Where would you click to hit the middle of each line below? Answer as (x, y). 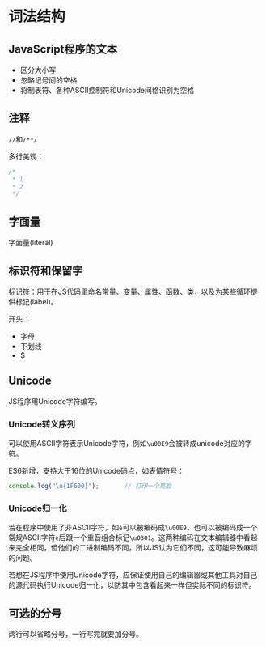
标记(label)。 (36, 301)
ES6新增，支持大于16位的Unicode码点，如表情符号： (96, 471)
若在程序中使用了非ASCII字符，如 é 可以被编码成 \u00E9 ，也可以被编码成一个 (133, 528)
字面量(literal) (31, 243)
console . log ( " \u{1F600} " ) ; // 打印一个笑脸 (90, 487)
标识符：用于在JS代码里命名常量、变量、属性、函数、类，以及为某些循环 (129, 291)
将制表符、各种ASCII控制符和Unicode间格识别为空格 (107, 90)
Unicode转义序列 (42, 424)
